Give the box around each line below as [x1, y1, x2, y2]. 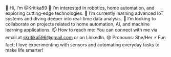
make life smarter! [5, 47, 44, 53]
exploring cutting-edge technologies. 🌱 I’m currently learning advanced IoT [5, 10, 164, 16]
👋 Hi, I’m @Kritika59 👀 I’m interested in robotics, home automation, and [5, 5, 155, 11]
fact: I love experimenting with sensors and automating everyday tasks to [5, 42, 160, 48]
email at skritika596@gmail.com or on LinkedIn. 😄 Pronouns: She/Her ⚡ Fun [5, 35, 166, 40]
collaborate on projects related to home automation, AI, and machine [5, 21, 150, 27]
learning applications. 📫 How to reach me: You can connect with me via [5, 27, 158, 33]
